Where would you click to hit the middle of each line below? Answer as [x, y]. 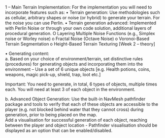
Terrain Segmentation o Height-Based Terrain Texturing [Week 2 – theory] [80, 44]
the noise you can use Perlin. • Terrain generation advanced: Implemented [81, 23]
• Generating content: [27, 53]
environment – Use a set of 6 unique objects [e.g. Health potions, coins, [78, 69]
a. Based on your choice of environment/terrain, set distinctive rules [74, 59]
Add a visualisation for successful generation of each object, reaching [76, 120]
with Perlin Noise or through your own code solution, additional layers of [78, 28]
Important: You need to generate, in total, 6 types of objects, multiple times [81, 84]
